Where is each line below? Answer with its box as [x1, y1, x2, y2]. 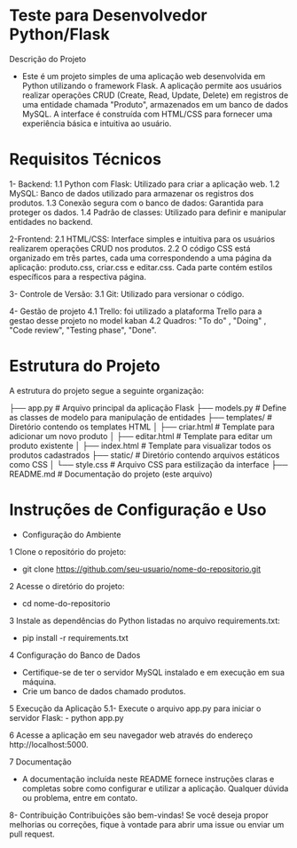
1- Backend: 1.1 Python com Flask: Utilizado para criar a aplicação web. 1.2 [9, 179, 280, 189]
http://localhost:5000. [9, 739, 89, 749]
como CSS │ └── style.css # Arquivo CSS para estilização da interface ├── [9, 459, 288, 469]
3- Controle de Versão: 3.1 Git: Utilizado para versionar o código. [9, 288, 245, 299]
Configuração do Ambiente [21, 529, 121, 540]
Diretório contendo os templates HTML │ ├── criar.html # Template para [9, 421, 275, 432]
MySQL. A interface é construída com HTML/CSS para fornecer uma [21, 108, 273, 119]
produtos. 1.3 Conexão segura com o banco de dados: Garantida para [9, 197, 264, 208]
